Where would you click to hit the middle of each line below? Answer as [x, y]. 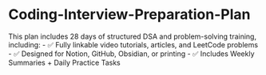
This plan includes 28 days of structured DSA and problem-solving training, [133, 36]
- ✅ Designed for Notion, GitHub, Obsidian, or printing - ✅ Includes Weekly [131, 54]
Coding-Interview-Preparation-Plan [129, 15]
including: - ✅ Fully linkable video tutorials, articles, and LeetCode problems [133, 44]
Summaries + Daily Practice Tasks [65, 62]
